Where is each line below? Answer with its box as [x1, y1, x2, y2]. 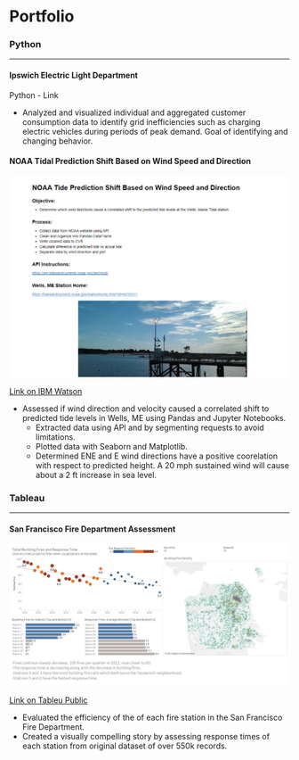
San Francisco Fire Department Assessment [9, 524, 176, 534]
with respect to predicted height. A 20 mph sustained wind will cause [35, 459, 289, 470]
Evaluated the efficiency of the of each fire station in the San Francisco [21, 712, 283, 723]
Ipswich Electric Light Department [9, 70, 138, 81]
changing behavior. [21, 136, 93, 146]
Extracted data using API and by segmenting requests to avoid [35, 422, 264, 433]
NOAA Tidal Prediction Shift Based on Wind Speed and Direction [9, 156, 252, 167]
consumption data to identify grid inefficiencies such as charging [21, 116, 261, 127]
